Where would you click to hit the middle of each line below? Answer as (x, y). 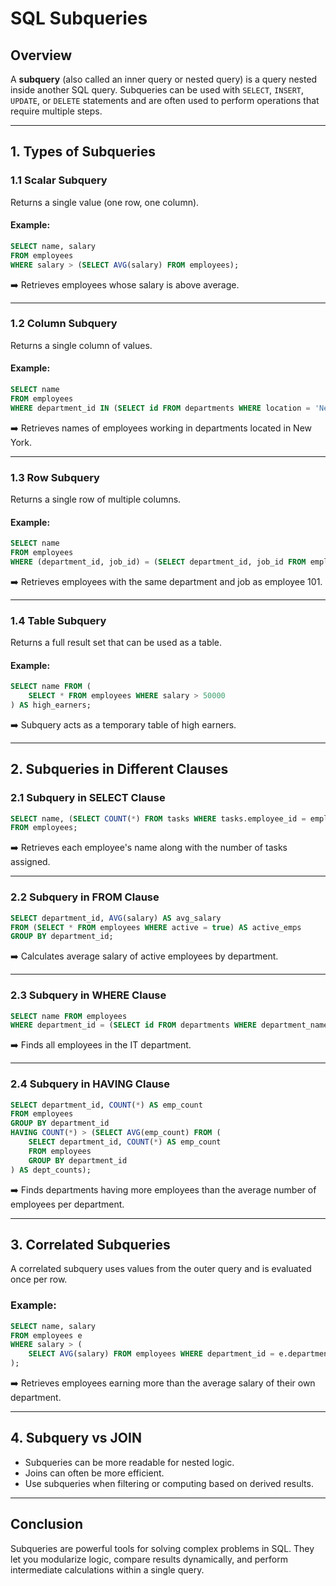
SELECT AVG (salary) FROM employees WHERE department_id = (151, 1354)
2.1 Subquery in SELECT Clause (88, 798)
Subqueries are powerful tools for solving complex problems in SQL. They (162, 1548)
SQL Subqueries (79, 18)
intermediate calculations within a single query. (107, 1569)
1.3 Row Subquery (55, 477)
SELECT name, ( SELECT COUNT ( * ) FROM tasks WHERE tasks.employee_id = (158, 818)
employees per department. (67, 1204)
